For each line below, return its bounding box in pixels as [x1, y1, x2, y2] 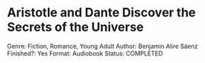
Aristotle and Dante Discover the [7, 5, 196, 21]
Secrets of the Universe [7, 19, 144, 35]
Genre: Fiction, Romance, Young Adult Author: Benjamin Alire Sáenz [7, 42, 198, 50]
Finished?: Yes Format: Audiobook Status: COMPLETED [7, 49, 163, 58]
